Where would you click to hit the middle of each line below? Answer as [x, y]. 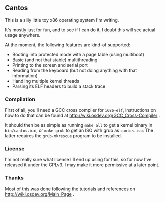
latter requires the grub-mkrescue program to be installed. [64, 136]
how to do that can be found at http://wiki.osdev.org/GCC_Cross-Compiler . [83, 115]
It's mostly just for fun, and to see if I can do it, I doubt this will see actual [80, 30]
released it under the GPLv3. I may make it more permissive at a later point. [82, 165]
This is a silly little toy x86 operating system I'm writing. [62, 20]
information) [25, 76]
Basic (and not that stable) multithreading [55, 60]
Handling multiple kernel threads [46, 81]
